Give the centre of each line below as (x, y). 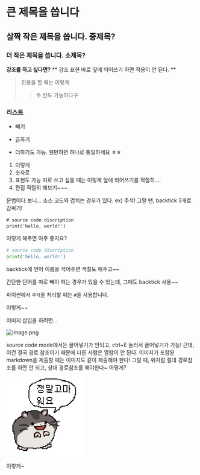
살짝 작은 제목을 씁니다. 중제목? (61, 37)
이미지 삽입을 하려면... (32, 320)
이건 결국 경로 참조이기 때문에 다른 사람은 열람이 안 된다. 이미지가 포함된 (90, 352)
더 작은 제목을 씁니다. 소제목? (46, 55)
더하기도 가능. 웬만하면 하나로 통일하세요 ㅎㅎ (68, 152)
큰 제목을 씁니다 (43, 12)
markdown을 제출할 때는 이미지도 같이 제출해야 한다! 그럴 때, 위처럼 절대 (91, 360)
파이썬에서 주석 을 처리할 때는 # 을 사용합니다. (58, 295)
